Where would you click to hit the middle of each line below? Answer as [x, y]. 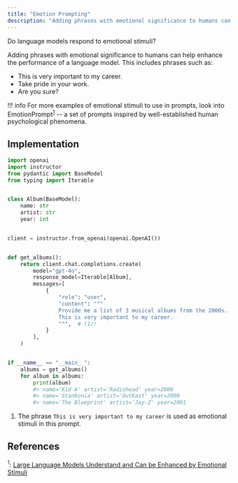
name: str [35, 206]
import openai [29, 160]
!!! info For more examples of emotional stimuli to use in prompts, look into [116, 105]
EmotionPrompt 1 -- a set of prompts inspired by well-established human [113, 113]
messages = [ [49, 284]
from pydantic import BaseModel [55, 173]
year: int [35, 219]
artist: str [38, 213]
